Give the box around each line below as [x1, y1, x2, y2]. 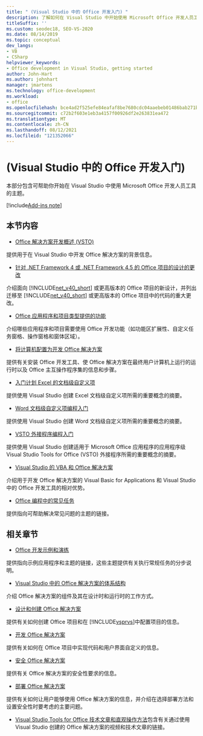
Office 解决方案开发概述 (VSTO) [14, 237, 94, 245]
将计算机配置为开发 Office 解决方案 [14, 345, 103, 353]
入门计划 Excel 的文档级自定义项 [14, 379, 95, 386]
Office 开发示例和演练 [14, 546, 69, 554]
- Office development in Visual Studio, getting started [6, 65, 153, 71]
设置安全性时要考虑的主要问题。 [6, 703, 86, 711]
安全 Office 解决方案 [14, 657, 65, 664]
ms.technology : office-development [6, 88, 96, 94]
